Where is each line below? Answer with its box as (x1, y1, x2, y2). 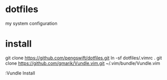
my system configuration (5, 20, 58, 26)
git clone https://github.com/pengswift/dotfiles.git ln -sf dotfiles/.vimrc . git (5, 55, 162, 61)
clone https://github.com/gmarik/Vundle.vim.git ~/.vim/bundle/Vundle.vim (5, 60, 160, 66)
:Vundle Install (5, 70, 36, 76)
